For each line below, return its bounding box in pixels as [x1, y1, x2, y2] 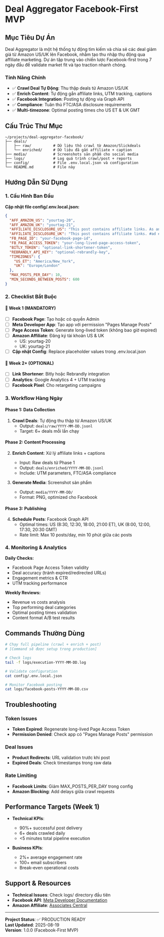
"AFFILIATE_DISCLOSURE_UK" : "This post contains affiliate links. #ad [9, 232, 156, 236]
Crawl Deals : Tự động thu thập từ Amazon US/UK [12, 418, 112, 423]
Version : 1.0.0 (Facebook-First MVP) [5, 927, 79, 933]
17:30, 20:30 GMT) [19, 527, 57, 533]
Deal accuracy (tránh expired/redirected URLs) [12, 570, 106, 576]
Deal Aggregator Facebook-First [5, 3, 139, 15]
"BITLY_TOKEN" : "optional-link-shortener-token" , [9, 245, 112, 250]
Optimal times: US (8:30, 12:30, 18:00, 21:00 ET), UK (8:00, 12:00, [19, 521, 151, 527]
